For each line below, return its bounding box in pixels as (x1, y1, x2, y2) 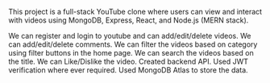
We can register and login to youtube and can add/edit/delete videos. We (8, 31, 251, 40)
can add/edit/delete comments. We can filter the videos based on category (8, 39, 258, 49)
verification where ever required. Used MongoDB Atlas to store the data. (8, 65, 248, 75)
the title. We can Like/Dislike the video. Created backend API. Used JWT (8, 56, 248, 66)
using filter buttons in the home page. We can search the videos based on (8, 48, 254, 57)
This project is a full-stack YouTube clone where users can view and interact (8, 7, 263, 16)
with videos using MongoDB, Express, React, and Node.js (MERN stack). (8, 15, 249, 25)
